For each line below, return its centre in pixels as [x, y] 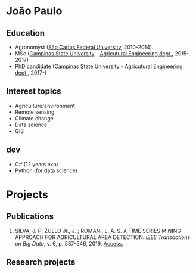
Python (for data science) [46, 170]
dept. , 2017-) [31, 72]
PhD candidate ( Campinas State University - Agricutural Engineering [99, 66]
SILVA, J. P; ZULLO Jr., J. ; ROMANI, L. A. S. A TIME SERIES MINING [98, 231]
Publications [30, 217]
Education [26, 33]
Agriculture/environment [45, 106]
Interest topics [34, 91]
